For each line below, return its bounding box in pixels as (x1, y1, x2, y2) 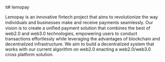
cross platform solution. (5, 52, 54, 57)
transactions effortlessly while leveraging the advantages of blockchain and (5, 36, 161, 41)
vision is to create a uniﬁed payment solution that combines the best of (5, 25, 151, 31)
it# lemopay (5, 4, 30, 10)
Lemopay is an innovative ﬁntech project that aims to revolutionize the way (5, 14, 158, 20)
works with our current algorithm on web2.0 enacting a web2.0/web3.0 (5, 46, 151, 52)
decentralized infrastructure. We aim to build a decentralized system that (5, 41, 155, 47)
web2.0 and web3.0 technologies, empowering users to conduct (5, 31, 138, 36)
